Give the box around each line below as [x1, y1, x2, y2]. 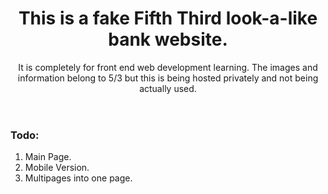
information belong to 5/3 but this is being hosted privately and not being [17, 72, 319, 84]
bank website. [108, 28, 228, 51]
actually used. [139, 82, 197, 94]
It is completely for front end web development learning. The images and [18, 61, 318, 73]
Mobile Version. [24, 162, 90, 174]
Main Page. [24, 151, 72, 163]
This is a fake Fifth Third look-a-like [18, 7, 318, 30]
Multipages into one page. [24, 172, 133, 184]
